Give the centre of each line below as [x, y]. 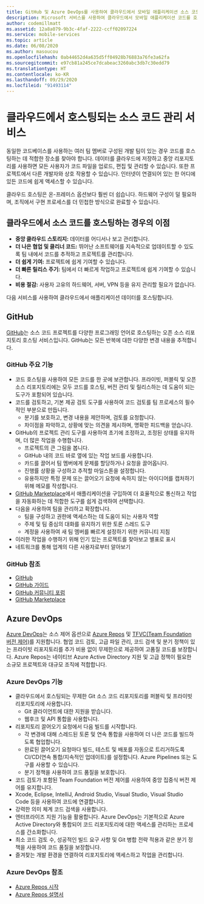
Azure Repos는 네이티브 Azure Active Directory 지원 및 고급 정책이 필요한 [103, 657]
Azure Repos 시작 [37, 886]
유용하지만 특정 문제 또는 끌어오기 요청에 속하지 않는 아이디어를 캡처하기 [109, 478]
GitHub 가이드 [32, 585]
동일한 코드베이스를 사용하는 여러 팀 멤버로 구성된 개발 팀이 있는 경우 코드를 [95, 150]
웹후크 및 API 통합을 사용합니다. [62, 719]
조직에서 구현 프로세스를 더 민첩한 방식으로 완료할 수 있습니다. [87, 202]
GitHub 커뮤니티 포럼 [40, 593]
